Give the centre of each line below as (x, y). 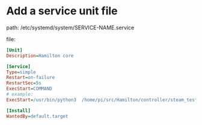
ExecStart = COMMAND (29, 89)
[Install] (19, 111)
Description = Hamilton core (40, 56)
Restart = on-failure (31, 78)
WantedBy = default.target (37, 116)
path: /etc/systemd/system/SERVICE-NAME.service (70, 28)
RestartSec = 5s (24, 83)
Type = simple (21, 72)
